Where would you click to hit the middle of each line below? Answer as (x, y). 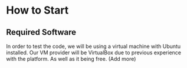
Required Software (41, 32)
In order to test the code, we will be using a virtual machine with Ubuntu (93, 46)
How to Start (37, 10)
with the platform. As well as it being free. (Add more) (71, 59)
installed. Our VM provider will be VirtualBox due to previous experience (94, 53)
